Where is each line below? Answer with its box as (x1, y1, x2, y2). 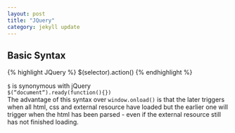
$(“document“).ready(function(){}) (7, 89, 112, 96)
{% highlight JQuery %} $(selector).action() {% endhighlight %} (7, 68, 193, 77)
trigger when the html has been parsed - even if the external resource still (7, 110, 222, 119)
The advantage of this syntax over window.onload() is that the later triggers (7, 96, 225, 104)
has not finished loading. (7, 118, 79, 127)
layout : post (7, 10, 46, 18)
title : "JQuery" (7, 17, 55, 24)
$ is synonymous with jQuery (7, 82, 91, 90)
